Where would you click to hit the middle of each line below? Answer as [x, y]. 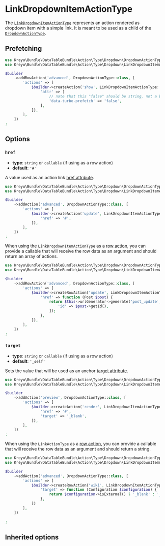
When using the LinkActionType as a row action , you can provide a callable [81, 444]
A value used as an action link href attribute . [50, 177]
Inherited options [32, 537]
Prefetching [24, 48]
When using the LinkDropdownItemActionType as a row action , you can [75, 246]
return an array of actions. [31, 257]
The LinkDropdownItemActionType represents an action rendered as [72, 23]
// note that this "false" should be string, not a [103, 96]
